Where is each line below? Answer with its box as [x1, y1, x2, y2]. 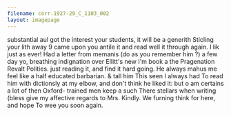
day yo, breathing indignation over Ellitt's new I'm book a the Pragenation [7, 57, 215, 65]
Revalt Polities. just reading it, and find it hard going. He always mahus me [7, 65, 217, 73]
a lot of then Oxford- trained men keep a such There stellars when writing [7, 86, 217, 95]
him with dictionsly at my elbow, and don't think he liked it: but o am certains [7, 79, 224, 87]
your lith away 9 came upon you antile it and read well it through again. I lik [7, 43, 219, 51]
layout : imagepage [7, 16, 60, 23]
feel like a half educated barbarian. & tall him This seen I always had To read [7, 71, 223, 80]
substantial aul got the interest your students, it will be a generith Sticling [7, 35, 214, 43]
